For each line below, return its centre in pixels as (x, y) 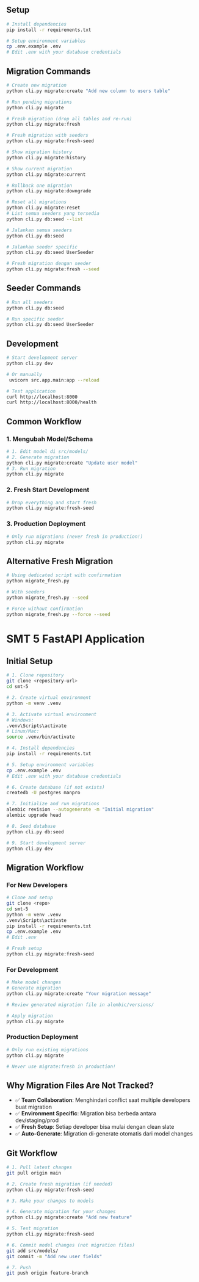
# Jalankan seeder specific (42, 247)
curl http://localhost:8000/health (52, 402)
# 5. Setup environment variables (50, 765)
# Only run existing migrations (47, 1049)
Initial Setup (30, 661)
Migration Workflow (45, 867)
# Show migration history (39, 152)
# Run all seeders (30, 302)
